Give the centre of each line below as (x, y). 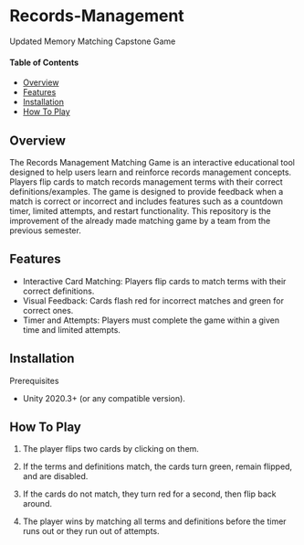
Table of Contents (44, 62)
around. (37, 504)
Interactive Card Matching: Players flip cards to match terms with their (154, 281)
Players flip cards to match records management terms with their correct (146, 182)
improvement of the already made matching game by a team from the (140, 220)
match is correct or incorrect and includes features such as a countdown (147, 201)
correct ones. (48, 310)
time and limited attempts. (72, 329)
